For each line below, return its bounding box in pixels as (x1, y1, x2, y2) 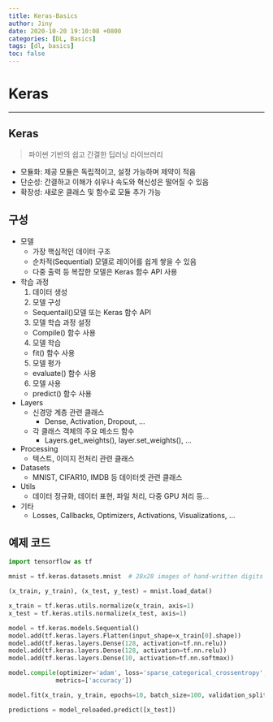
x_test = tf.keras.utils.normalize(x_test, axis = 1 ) (8, 609, 187, 617)
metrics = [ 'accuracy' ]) (55, 677, 132, 685)
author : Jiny (8, 19, 53, 28)
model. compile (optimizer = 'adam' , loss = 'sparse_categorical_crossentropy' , (8, 669, 267, 677)
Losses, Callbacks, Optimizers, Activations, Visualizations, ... (32, 510, 236, 520)
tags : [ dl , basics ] (8, 42, 75, 50)
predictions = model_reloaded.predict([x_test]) (8, 706, 176, 714)
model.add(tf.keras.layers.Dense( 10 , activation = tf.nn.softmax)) (8, 655, 234, 663)
